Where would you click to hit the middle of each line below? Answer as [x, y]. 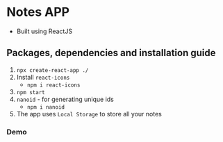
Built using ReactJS [44, 31]
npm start [31, 92]
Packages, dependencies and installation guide [111, 53]
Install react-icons [43, 77]
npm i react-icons [53, 85]
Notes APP [38, 12]
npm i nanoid [46, 107]
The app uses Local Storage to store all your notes [89, 114]
